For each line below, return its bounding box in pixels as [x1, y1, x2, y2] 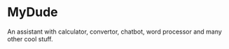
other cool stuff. [7, 34, 54, 43]
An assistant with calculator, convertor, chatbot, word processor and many [7, 27, 222, 36]
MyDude [7, 4, 58, 20]
